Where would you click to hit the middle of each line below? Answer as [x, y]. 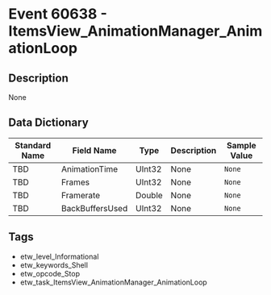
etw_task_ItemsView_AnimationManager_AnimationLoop [113, 282]
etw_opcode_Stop [50, 273]
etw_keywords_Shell [54, 265]
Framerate [81, 195]
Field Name [94, 150]
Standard [33, 145]
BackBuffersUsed [94, 208]
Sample [241, 145]
